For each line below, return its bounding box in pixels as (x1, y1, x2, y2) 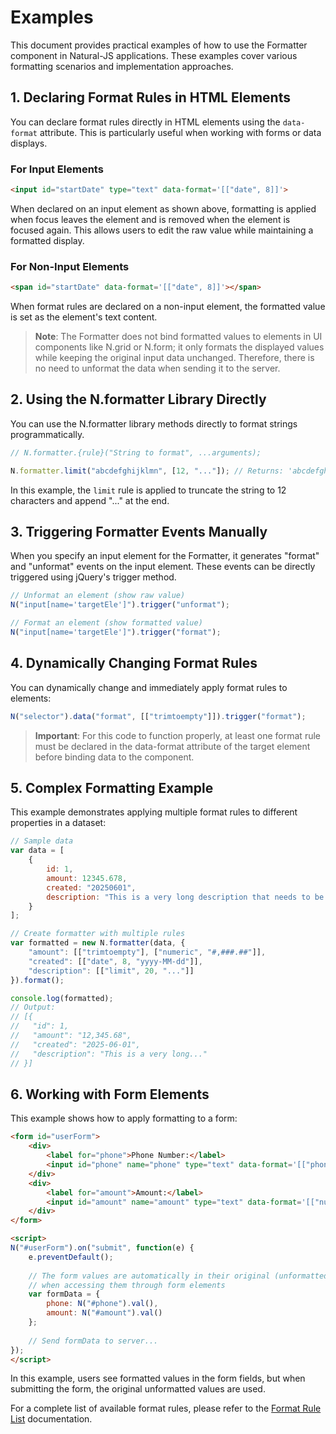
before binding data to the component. (34, 751, 195, 763)
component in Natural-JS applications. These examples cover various (10, 49, 298, 61)
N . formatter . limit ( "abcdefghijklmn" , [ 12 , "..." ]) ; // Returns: (10, 466, 284, 476)
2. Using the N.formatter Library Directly (10, 391, 267, 408)
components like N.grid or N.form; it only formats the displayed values (34, 341, 325, 353)
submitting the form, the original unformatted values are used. (10, 1383, 266, 1395)
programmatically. (10, 428, 85, 440)
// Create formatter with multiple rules (10, 929, 186, 939)
